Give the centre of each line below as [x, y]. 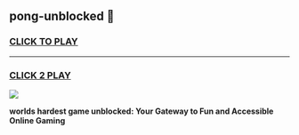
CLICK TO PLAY [44, 42]
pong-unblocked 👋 [62, 16]
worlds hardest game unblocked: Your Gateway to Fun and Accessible [141, 111]
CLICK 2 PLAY [40, 75]
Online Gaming [37, 120]
